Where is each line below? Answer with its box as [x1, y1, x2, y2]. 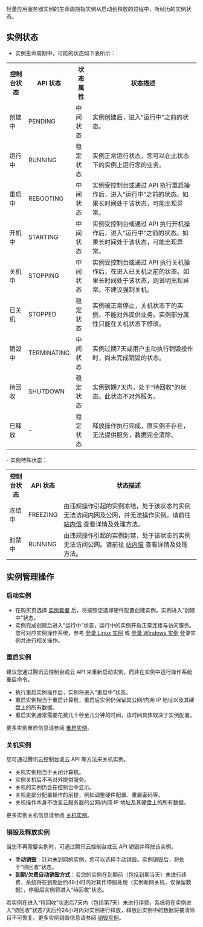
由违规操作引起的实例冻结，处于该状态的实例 [63, 502, 191, 510]
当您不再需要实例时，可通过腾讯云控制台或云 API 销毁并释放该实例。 [6, 843, 177, 850]
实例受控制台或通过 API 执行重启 [92, 181, 184, 189]
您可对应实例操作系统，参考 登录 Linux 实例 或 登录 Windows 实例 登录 [14, 629, 191, 637]
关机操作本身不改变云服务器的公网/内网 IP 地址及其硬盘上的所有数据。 [14, 799, 189, 806]
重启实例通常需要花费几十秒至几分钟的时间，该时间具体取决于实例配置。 [14, 711, 195, 718]
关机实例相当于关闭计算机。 [14, 768, 85, 776]
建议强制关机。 [111, 285, 153, 293]
